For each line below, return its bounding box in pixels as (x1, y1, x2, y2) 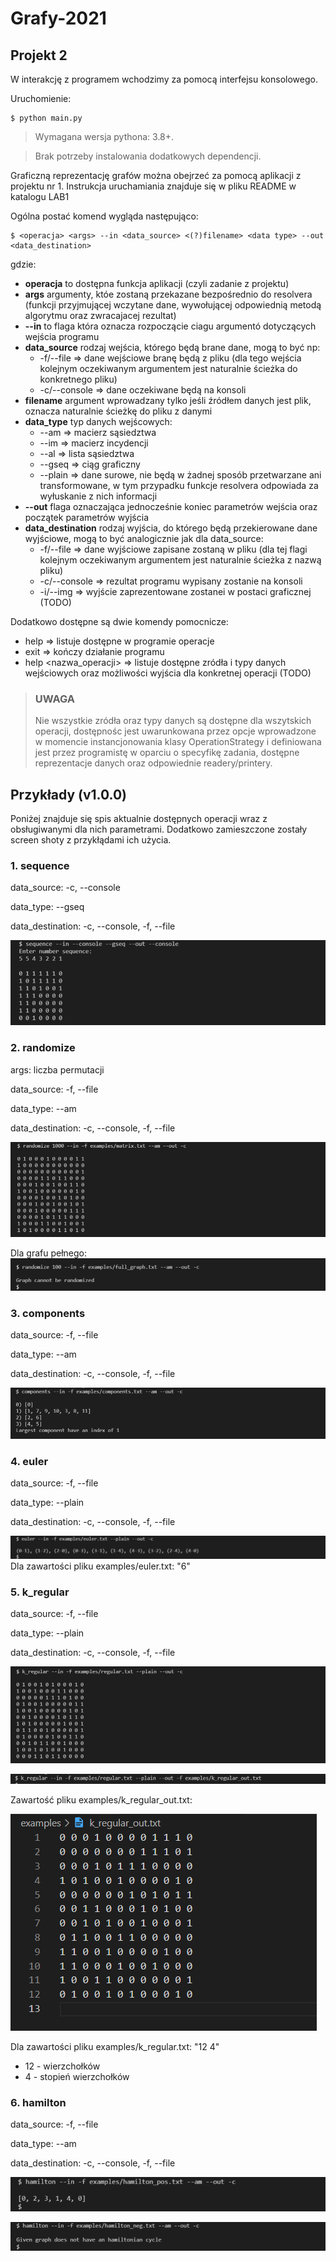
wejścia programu (24, 331, 100, 342)
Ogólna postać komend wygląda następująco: (10, 210, 199, 222)
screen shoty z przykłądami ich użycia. (10, 834, 172, 846)
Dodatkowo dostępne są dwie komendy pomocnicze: (10, 616, 229, 627)
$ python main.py (10, 113, 83, 123)
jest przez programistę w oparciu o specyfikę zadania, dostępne (34, 747, 300, 759)
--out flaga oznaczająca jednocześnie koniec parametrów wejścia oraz (24, 501, 318, 512)
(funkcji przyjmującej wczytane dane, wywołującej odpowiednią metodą (24, 299, 322, 311)
